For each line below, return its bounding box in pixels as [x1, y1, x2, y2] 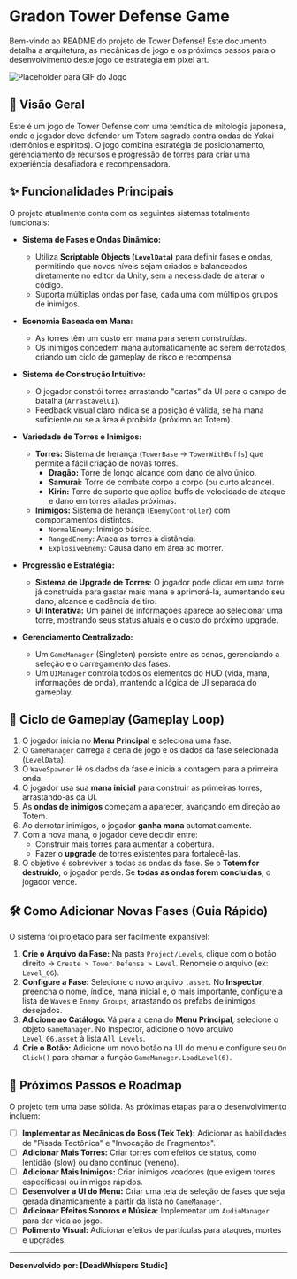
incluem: [9, 1111, 41, 1121]
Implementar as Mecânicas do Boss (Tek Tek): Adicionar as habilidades [21, 1128, 287, 1138]
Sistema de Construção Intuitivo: [21, 368, 146, 379]
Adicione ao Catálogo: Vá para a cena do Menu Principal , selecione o [21, 1014, 279, 1025]
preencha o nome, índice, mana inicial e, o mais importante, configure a [21, 986, 283, 997]
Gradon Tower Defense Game [9, 6, 230, 27]
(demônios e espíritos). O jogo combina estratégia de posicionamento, [9, 139, 266, 150]
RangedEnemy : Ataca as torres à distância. [48, 533, 196, 544]
